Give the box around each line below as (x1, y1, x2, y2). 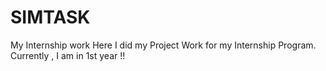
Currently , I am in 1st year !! (10, 49, 126, 61)
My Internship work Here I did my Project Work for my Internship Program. (10, 39, 317, 51)
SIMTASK (10, 6, 91, 29)
